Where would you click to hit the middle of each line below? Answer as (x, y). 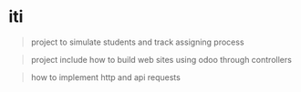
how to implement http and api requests (106, 77)
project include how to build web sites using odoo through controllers (161, 59)
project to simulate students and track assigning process (137, 42)
